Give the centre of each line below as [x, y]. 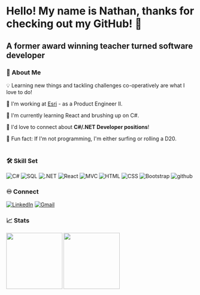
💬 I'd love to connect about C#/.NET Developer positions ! [78, 127]
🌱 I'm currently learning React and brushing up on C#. [73, 115]
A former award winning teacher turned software [100, 46]
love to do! [19, 92]
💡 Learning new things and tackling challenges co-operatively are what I [96, 85]
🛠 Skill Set [22, 161]
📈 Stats [18, 221]
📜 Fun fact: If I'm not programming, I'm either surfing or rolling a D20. [91, 139]
